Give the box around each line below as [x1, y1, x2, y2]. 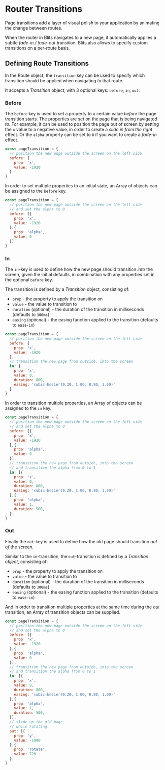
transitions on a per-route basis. [5, 45, 70, 51]
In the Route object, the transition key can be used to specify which [5, 72, 145, 78]
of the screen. [5, 544, 33, 550]
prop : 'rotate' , [14, 747, 48, 752]
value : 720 [14, 752, 36, 757]
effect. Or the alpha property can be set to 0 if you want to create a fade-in [5, 132, 157, 138]
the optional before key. [5, 277, 53, 283]
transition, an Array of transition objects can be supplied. [5, 609, 121, 615]
